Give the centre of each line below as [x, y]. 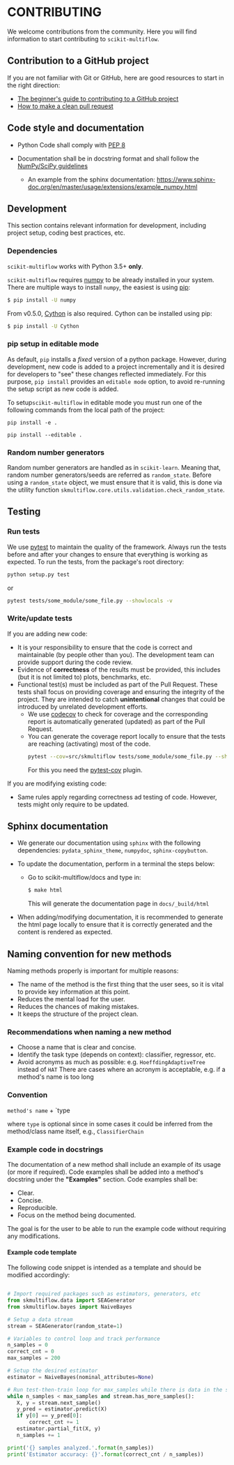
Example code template [42, 1252]
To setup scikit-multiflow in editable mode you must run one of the [105, 402]
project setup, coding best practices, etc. [66, 233]
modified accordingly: [39, 1275]
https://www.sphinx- [186, 179]
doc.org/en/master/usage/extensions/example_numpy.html [112, 186]
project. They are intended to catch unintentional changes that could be [121, 699]
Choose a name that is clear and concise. [77, 1047]
